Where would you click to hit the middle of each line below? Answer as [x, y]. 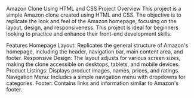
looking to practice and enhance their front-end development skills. [89, 34]
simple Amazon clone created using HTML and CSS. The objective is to [94, 15]
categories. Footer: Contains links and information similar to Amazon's [93, 83]
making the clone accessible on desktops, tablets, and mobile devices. [93, 64]
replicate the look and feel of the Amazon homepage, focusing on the [92, 21]
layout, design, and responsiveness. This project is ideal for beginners [93, 27]
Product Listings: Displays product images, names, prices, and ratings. [93, 70]
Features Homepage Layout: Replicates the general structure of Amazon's [97, 45]
